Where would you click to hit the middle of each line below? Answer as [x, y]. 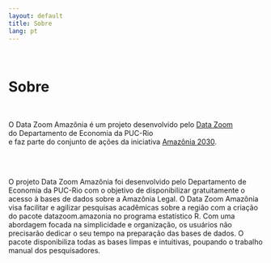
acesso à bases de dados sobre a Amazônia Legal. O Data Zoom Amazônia [133, 199]
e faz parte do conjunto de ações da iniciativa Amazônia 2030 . [112, 142]
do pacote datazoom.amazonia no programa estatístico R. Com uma [122, 216]
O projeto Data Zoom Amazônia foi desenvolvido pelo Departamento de [127, 182]
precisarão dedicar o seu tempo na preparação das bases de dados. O [126, 233]
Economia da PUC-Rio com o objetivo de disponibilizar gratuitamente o [127, 190]
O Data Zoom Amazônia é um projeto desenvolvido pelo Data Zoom [121, 125]
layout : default [36, 16]
